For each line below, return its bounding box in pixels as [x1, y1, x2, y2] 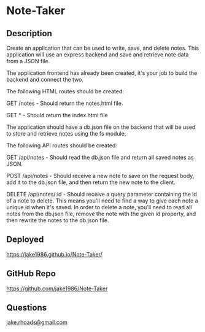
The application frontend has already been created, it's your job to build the [6, 69, 198, 77]
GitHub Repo [6, 268, 56, 279]
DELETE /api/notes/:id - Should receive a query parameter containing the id [6, 191, 198, 198]
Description [6, 28, 52, 39]
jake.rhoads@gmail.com [6, 318, 68, 326]
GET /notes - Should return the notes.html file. [6, 99, 123, 107]
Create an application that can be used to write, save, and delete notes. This [6, 44, 199, 52]
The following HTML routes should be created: [6, 88, 125, 95]
